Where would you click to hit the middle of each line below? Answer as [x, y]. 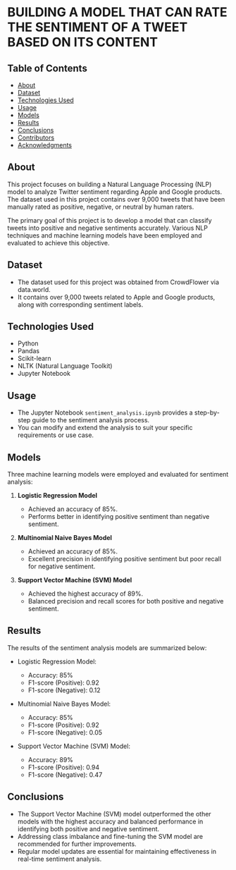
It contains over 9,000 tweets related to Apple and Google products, [116, 297]
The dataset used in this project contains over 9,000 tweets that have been [116, 199]
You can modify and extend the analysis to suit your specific [105, 428]
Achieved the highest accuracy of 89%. [86, 594]
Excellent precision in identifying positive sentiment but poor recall [125, 559]
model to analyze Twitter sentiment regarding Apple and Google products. [115, 192]
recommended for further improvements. [77, 844]
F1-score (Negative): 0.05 [65, 732]
